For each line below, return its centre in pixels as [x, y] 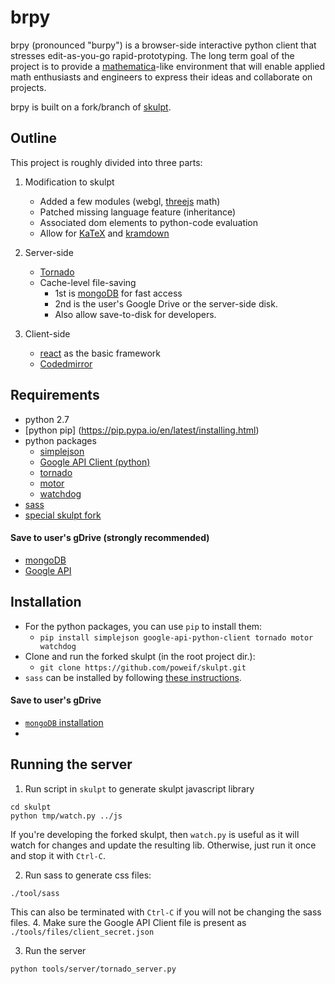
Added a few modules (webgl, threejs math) [130, 201]
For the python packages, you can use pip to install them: [143, 626]
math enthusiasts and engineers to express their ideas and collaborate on [161, 77]
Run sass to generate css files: [88, 875]
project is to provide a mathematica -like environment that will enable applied [168, 66]
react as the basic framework [100, 353]
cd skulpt [31, 807]
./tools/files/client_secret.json [82, 932]
